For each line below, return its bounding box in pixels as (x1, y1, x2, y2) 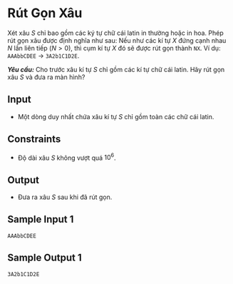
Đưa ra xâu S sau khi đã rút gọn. (17, 193, 113, 201)
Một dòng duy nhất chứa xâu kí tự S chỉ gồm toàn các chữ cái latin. (17, 112, 214, 121)
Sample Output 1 (7, 252, 82, 264)
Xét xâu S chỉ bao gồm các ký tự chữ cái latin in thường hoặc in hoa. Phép (7, 29, 224, 37)
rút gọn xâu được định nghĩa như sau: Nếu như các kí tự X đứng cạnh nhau (7, 36, 227, 44)
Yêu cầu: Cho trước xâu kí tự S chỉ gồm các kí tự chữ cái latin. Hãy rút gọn (7, 65, 225, 73)
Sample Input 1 (7, 213, 74, 225)
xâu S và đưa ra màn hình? (7, 73, 86, 81)
